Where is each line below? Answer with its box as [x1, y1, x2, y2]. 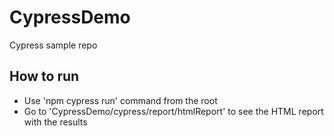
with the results [23, 116, 88, 128]
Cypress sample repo [9, 39, 98, 51]
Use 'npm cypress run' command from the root [23, 94, 218, 106]
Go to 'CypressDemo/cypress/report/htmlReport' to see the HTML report [23, 105, 324, 117]
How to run [9, 68, 80, 85]
